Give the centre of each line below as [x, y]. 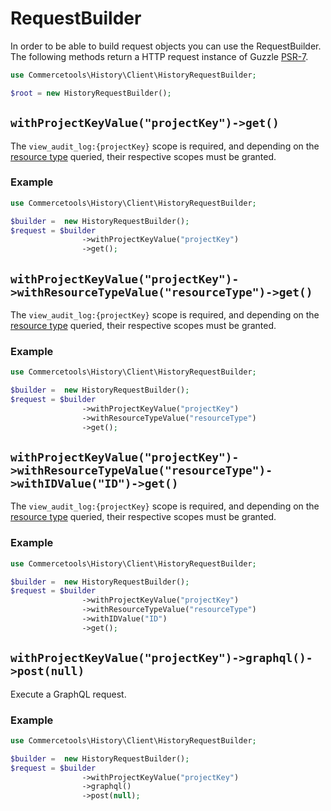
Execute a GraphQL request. [68, 694]
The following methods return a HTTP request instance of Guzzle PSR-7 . [159, 56]
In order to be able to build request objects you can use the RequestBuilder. [166, 46]
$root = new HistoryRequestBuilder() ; [91, 93]
